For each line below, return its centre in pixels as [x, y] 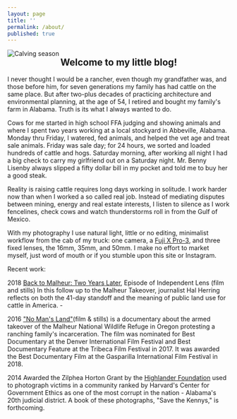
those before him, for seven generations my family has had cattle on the [112, 87]
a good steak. [27, 176]
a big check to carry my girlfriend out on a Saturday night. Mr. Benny [107, 160]
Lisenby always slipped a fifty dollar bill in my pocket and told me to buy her [117, 168]
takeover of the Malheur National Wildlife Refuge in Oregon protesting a [111, 326]
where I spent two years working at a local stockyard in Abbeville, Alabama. [117, 131]
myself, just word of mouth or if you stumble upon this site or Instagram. [112, 256]
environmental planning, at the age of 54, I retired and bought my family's [114, 102]
